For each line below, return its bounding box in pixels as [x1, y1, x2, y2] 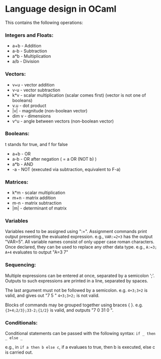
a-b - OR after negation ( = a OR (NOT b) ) [12, 156, 97, 162]
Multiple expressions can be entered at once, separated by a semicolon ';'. [5, 273, 155, 278]
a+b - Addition [12, 43, 41, 49]
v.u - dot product [12, 103, 46, 108]
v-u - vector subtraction [12, 87, 60, 93]
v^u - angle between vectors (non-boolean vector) [12, 118, 114, 124]
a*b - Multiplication [12, 53, 51, 59]
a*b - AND [12, 161, 33, 167]
